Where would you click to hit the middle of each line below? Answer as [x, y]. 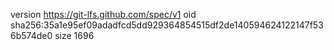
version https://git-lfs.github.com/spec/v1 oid [103, 14]
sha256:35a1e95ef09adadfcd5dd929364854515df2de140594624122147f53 [167, 25]
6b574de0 [31, 35]
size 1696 [74, 35]
